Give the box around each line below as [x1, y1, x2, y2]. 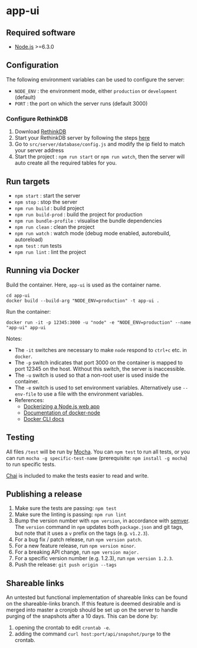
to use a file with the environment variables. [37, 390, 144, 397]
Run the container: [6, 308, 51, 315]
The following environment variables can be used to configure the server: [6, 75, 185, 83]
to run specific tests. [6, 460, 56, 468]
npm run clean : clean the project [14, 223, 95, 231]
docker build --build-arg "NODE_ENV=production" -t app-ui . [6, 298, 160, 304]
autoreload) [14, 236, 43, 243]
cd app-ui [6, 292, 31, 298]
